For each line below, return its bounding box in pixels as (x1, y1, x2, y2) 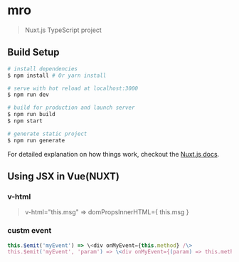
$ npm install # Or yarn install (7, 72, 107, 79)
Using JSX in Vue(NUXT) (7, 170, 119, 183)
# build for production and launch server (7, 104, 135, 112)
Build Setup (7, 46, 60, 58)
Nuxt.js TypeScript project (24, 26, 102, 34)
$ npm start (7, 117, 43, 125)
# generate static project (7, 130, 87, 137)
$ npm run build (7, 111, 55, 118)
